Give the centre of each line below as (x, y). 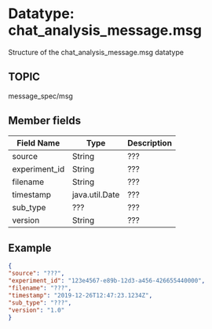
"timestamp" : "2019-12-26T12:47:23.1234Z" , (80, 295)
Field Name (38, 142)
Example (30, 248)
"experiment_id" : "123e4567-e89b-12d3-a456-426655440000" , (107, 281)
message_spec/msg (40, 96)
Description (150, 142)
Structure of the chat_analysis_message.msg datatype (96, 52)
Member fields (44, 121)
